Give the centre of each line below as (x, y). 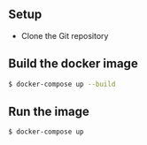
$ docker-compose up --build (62, 84)
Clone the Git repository (65, 35)
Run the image (49, 111)
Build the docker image (73, 64)
